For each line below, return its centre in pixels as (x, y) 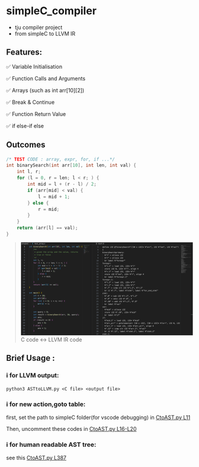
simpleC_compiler (51, 11)
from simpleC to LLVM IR (45, 33)
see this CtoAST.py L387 (36, 458)
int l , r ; (29, 172)
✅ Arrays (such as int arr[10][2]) (45, 90)
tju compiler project (38, 27)
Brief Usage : (31, 358)
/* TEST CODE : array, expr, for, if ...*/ (61, 159)
